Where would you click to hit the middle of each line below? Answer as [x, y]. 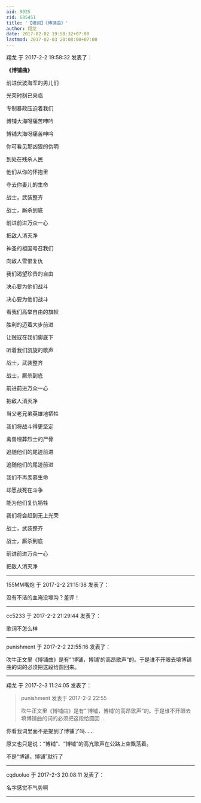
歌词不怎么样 [22, 628]
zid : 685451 [21, 17]
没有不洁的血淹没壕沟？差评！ [43, 597]
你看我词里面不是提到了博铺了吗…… [50, 731]
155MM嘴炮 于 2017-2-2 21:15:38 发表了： [58, 585]
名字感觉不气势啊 [27, 787]
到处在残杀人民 [25, 159]
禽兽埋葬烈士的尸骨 [30, 439]
